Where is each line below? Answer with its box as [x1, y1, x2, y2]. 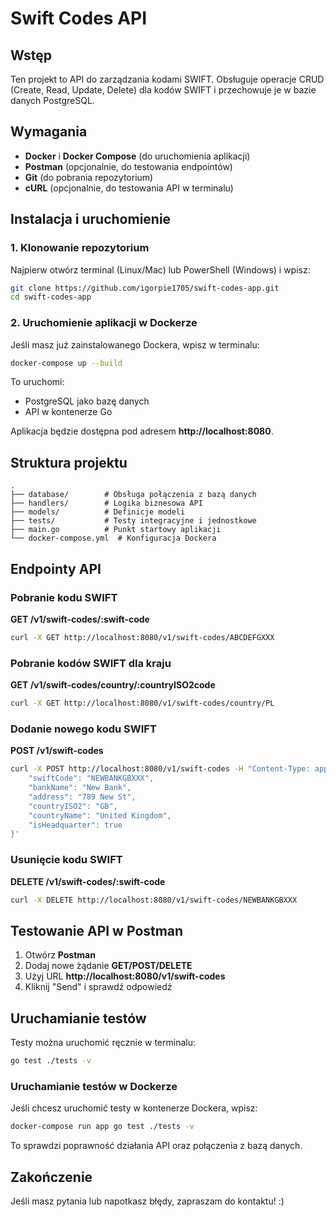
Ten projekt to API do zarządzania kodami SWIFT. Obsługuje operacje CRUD [10, 73, 325, 85]
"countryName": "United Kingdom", [28, 810, 172, 821]
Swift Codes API [10, 7, 148, 30]
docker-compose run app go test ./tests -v [10, 1122, 195, 1132]
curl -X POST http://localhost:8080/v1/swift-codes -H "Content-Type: [10, 764, 311, 774]
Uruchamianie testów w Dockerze [10, 1079, 178, 1093]
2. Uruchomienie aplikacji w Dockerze [10, 316, 198, 330]
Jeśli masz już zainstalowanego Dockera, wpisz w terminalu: [10, 338, 260, 351]
